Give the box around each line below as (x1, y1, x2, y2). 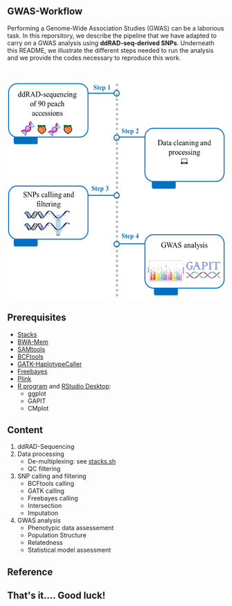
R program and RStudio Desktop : (17, 382, 111, 390)
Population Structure (27, 531, 87, 539)
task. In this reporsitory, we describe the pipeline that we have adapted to (7, 31, 217, 40)
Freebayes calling (27, 494, 78, 502)
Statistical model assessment (27, 546, 111, 555)
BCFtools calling (27, 480, 75, 488)
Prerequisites (7, 312, 66, 324)
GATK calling (27, 486, 64, 496)
